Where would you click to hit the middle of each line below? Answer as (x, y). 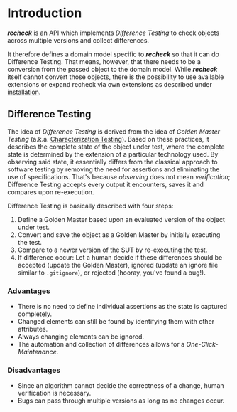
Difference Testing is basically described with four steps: (90, 206)
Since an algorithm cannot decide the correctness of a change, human (121, 386)
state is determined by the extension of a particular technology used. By (113, 154)
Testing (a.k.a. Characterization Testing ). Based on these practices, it (108, 139)
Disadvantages (34, 370)
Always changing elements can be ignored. (81, 337)
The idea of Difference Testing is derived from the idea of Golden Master (114, 131)
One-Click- (202, 344)
